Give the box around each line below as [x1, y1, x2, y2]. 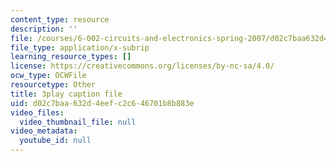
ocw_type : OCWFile [10, 71, 87, 81]
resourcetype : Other [10, 80, 97, 90]
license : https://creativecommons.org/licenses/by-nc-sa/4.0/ [10, 61, 275, 71]
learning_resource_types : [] [10, 52, 132, 62]
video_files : [10, 107, 65, 118]
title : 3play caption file [10, 89, 123, 99]
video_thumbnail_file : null [19, 117, 137, 127]
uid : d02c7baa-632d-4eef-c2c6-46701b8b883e [10, 98, 195, 108]
